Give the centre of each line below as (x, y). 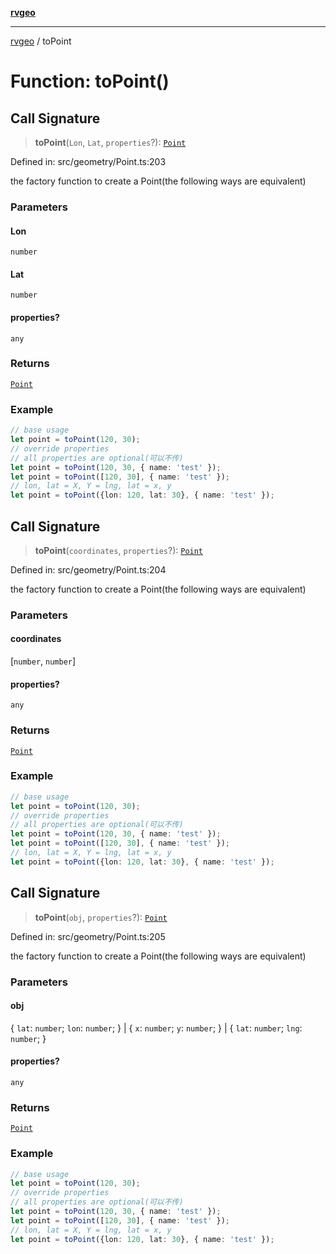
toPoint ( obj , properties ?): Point (101, 917)
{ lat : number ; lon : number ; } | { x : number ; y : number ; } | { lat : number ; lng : (156, 1028)
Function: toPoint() (90, 81)
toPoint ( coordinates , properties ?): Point (119, 550)
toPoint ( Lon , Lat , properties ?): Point (110, 142)
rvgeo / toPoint (41, 41)
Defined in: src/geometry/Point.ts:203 (88, 161)
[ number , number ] (43, 661)
